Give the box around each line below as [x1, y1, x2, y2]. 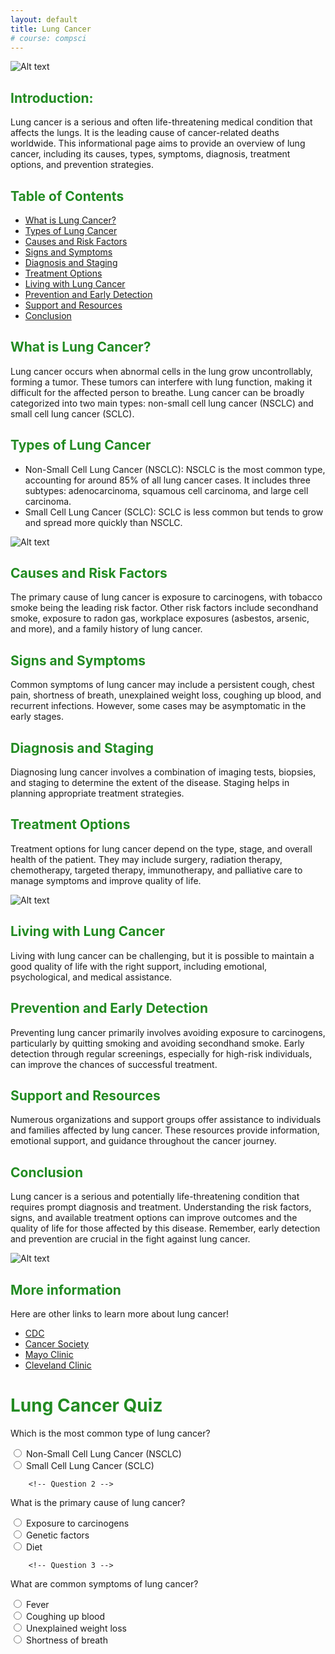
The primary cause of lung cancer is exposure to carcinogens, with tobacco [10, 591, 323, 603]
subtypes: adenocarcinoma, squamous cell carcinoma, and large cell [24, 484, 309, 496]
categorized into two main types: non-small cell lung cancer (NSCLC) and [10, 397, 314, 409]
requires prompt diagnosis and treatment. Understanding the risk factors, [10, 1201, 312, 1213]
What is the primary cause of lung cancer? [10, 1496, 186, 1508]
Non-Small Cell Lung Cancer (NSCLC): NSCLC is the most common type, [24, 463, 326, 475]
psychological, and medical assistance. [10, 971, 173, 983]
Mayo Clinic [24, 1348, 74, 1360]
